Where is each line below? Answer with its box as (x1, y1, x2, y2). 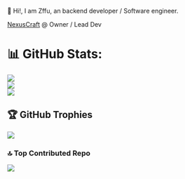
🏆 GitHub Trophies (7, 109, 93, 121)
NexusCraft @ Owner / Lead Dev (7, 20, 102, 28)
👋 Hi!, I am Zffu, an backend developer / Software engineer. (7, 7, 179, 15)
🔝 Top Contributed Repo (7, 148, 91, 158)
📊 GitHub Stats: (7, 46, 103, 62)
